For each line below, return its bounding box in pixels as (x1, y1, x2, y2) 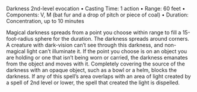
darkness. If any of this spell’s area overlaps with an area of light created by (6, 73, 191, 80)
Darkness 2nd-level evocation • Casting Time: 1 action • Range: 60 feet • (6, 5, 186, 12)
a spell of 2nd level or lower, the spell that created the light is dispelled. (6, 79, 180, 86)
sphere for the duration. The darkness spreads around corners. (34, 35, 190, 42)
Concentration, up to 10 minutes (6, 18, 84, 24)
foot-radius (6, 35, 34, 42)
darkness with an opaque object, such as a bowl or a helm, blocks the (6, 67, 177, 73)
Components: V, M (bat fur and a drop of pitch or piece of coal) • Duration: (6, 11, 189, 18)
